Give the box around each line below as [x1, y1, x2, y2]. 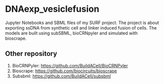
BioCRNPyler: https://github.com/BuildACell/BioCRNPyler [12, 62, 128, 68]
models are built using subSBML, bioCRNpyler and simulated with [5, 30, 138, 36]
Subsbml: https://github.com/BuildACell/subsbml [12, 73, 111, 79]
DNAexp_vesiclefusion [5, 3, 100, 15]
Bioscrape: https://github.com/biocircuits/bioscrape [12, 68, 117, 74]
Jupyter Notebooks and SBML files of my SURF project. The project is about [5, 20, 160, 26]
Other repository [5, 50, 57, 58]
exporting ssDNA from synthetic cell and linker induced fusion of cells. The [5, 25, 157, 30]
